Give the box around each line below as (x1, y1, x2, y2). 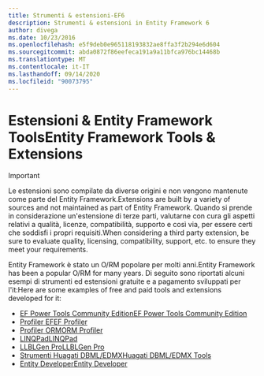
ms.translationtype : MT (8, 56, 87, 64)
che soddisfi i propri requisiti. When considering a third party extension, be (8, 228, 250, 237)
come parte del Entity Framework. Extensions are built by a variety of (8, 195, 231, 204)
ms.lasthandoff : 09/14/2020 (8, 70, 101, 78)
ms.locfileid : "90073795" (8, 77, 93, 85)
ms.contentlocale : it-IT (8, 63, 90, 71)
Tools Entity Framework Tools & (8, 128, 216, 146)
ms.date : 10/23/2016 (8, 33, 76, 42)
